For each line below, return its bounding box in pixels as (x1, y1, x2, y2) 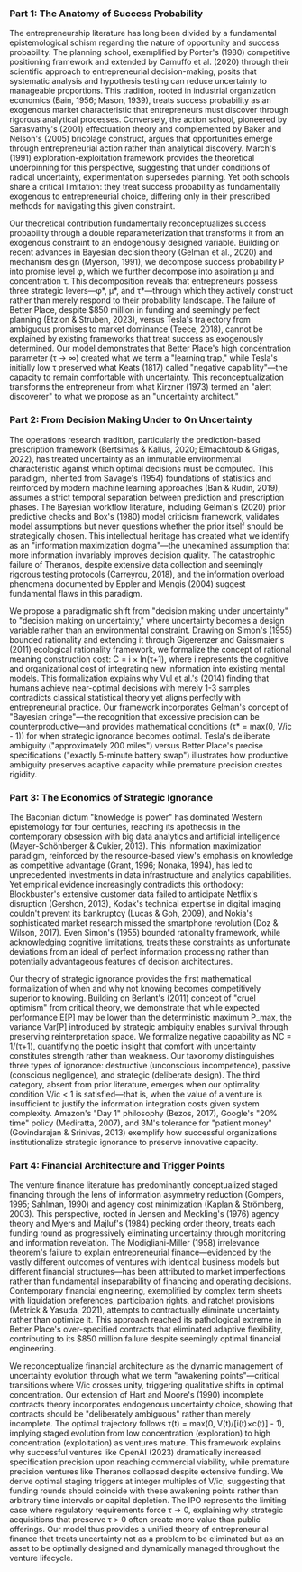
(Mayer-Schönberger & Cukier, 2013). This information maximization (9, 840, 262, 852)
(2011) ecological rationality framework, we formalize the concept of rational (9, 644, 292, 654)
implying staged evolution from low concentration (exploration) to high (9, 1427, 271, 1439)
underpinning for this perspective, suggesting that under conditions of (9, 162, 270, 174)
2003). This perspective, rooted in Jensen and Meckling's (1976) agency (9, 1209, 279, 1219)
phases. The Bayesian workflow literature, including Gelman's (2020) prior (9, 501, 286, 513)
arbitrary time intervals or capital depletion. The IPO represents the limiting (9, 1495, 287, 1506)
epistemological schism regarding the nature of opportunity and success (9, 37, 279, 48)
